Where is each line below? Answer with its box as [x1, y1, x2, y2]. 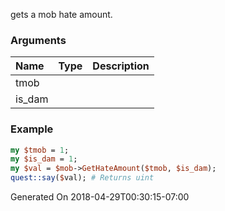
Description [92, 59, 150, 73]
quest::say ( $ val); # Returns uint [10, 173, 155, 183]
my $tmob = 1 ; [10, 145, 70, 155]
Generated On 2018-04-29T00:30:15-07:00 [10, 191, 190, 203]
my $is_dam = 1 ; [10, 154, 78, 164]
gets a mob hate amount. [10, 9, 113, 20]
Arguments [10, 33, 67, 47]
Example [10, 122, 54, 136]
